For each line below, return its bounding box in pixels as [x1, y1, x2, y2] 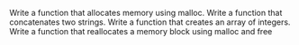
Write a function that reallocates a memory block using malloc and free [9, 26, 273, 36]
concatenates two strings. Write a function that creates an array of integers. [9, 17, 291, 27]
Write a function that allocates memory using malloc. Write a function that [9, 8, 283, 18]
